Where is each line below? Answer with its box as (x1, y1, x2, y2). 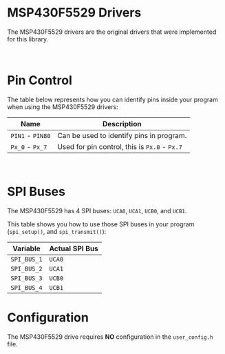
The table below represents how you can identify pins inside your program (7, 95, 218, 104)
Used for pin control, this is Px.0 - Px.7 (57, 141, 182, 151)
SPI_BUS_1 (10, 255, 43, 263)
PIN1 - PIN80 (10, 130, 51, 140)
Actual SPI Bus (49, 244, 98, 253)
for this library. (7, 35, 49, 43)
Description (102, 119, 142, 128)
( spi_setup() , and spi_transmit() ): (7, 227, 107, 235)
